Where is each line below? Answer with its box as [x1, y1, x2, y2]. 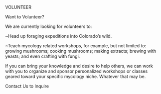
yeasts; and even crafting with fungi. [5, 53, 80, 59]
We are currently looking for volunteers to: [5, 23, 92, 29]
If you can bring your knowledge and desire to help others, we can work [5, 63, 154, 69]
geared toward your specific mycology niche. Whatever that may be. [5, 74, 146, 79]
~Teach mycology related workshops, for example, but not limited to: [5, 43, 147, 49]
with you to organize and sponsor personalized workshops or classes [5, 68, 148, 74]
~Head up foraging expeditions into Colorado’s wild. [5, 33, 112, 39]
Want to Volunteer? [5, 14, 44, 19]
